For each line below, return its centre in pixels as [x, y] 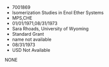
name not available [32, 39]
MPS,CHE [22, 18]
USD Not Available [31, 50]
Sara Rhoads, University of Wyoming [50, 29]
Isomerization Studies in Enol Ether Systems [58, 13]
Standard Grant [28, 34]
